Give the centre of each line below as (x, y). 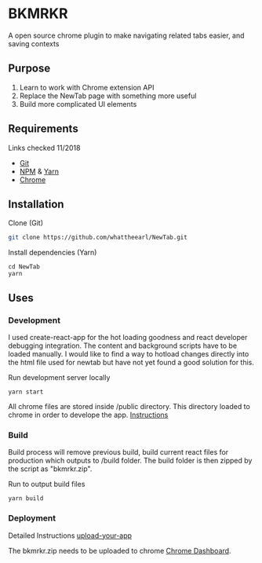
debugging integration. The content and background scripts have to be (123, 345)
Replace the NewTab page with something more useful (108, 96)
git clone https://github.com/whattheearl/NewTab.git (98, 238)
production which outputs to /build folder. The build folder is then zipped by (130, 461)
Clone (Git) (26, 223)
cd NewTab (24, 267)
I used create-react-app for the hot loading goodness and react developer (128, 337)
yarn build (26, 499)
